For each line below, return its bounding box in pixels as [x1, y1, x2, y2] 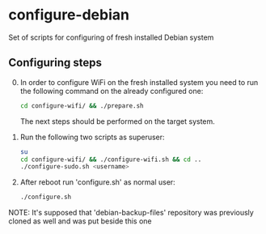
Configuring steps [8, 56, 103, 70]
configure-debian [8, 6, 129, 24]
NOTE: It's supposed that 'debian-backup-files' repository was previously [8, 208, 255, 218]
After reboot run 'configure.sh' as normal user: [19, 177, 175, 187]
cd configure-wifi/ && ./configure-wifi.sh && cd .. [19, 155, 202, 164]
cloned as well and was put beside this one [8, 216, 152, 226]
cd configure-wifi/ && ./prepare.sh [19, 101, 144, 110]
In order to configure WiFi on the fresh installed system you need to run [19, 77, 259, 87]
